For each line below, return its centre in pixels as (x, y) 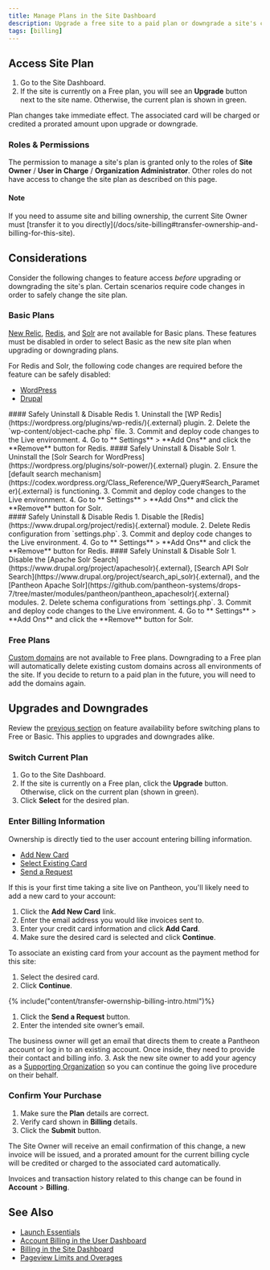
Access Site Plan (51, 63)
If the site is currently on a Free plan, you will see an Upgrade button (133, 91)
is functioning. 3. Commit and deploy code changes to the (150, 491)
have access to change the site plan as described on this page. (113, 179)
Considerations (48, 258)
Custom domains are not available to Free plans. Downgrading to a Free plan (135, 658)
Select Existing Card (53, 863)
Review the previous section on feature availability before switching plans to (134, 728)
